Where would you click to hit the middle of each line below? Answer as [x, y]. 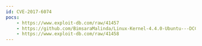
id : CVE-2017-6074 [29, 12]
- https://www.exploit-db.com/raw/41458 [68, 34]
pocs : [12, 17]
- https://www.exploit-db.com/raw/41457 [68, 23]
